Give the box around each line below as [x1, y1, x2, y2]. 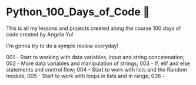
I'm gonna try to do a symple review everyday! [6, 42, 119, 49]
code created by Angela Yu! [6, 30, 74, 38]
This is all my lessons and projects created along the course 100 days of [6, 25, 181, 32]
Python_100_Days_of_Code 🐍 [6, 5, 150, 19]
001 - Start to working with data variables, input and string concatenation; [6, 53, 185, 60]
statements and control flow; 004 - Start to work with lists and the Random [6, 66, 187, 73]
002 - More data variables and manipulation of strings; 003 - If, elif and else [6, 60, 190, 67]
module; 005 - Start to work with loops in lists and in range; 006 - [6, 72, 165, 79]
